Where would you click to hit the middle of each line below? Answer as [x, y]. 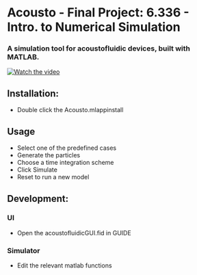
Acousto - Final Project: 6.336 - [98, 13]
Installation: [33, 93]
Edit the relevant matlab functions [64, 265]
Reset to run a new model [53, 177]
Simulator [24, 250]
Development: [38, 199]
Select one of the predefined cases [67, 148]
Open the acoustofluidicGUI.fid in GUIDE [74, 233]
